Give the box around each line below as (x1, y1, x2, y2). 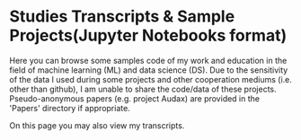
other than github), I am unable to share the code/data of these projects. (9, 83, 277, 94)
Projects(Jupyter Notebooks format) (9, 25, 288, 46)
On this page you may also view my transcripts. (9, 119, 185, 131)
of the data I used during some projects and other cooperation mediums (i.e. (9, 74, 292, 84)
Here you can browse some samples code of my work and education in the (9, 55, 288, 66)
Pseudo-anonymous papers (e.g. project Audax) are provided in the (9, 92, 261, 104)
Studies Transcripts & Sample (9, 6, 235, 27)
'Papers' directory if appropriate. (9, 102, 130, 113)
